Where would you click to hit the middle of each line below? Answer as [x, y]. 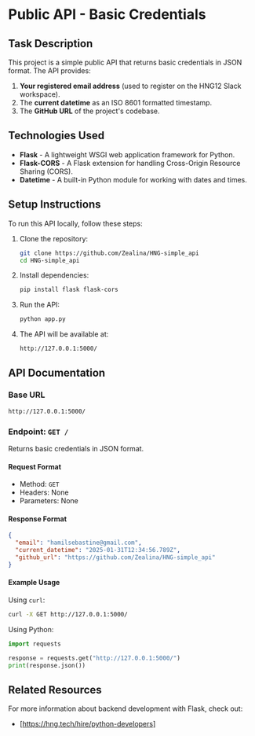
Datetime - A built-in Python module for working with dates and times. [133, 179]
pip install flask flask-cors [69, 290]
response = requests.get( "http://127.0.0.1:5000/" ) [94, 658]
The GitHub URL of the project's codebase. [89, 111]
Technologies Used [56, 136]
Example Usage [34, 583]
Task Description [51, 44]
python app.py [42, 319]
